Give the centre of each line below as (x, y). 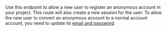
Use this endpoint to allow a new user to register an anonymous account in (83, 7)
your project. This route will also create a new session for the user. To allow (83, 12)
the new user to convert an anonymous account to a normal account (76, 18)
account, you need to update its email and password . (60, 23)
